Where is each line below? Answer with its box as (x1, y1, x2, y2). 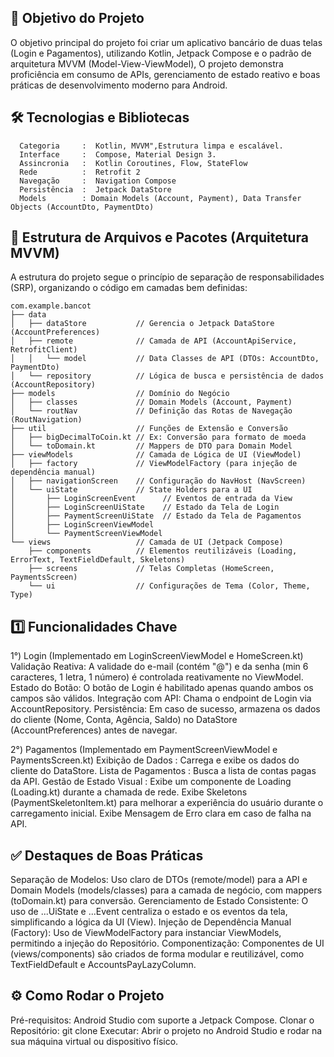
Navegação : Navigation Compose (19, 176, 177, 186)
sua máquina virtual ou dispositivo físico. (10, 1035, 179, 1047)
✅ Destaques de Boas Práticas (10, 847, 204, 864)
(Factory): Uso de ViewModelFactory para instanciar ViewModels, (10, 927, 282, 939)
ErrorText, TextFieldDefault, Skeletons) (10, 555, 186, 565)
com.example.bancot (10, 301, 92, 311)
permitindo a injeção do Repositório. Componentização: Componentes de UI (10, 937, 325, 950)
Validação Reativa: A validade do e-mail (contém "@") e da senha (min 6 (10, 661, 309, 673)
